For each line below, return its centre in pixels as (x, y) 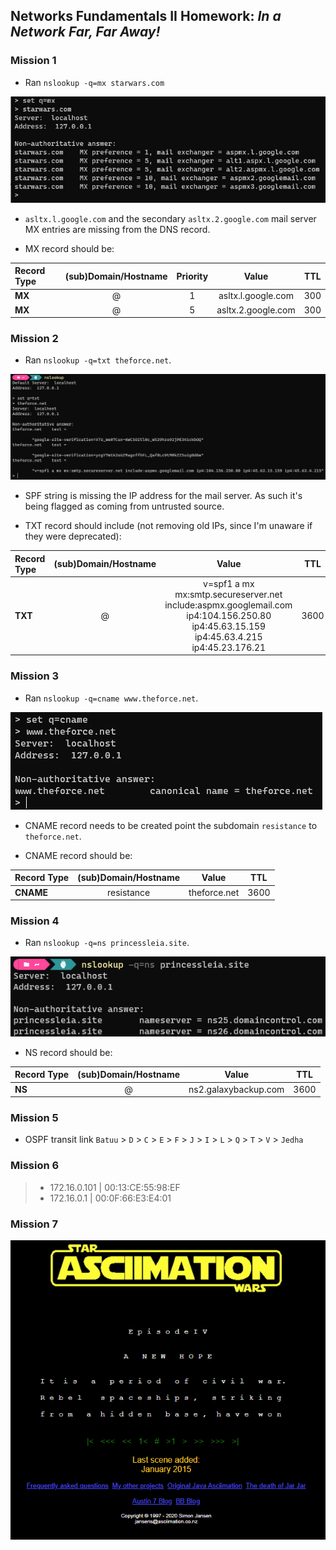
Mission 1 (33, 61)
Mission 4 (35, 921)
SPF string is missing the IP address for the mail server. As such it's (163, 496)
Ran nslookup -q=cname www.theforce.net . (111, 698)
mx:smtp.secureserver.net (228, 594)
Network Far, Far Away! (85, 32)
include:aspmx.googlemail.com (228, 605)
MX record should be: (69, 248)
